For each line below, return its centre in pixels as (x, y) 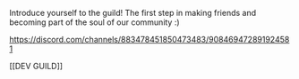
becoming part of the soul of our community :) (95, 22)
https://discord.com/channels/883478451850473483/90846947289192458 (149, 39)
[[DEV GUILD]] (36, 66)
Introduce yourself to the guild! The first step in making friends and (133, 13)
